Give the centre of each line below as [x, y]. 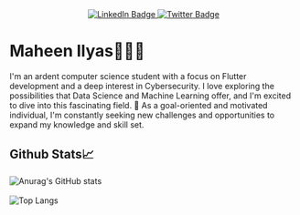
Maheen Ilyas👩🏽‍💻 [77, 51]
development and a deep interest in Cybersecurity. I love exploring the [142, 86]
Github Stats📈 [52, 154]
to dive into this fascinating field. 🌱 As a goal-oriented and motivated [139, 105]
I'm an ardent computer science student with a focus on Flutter [128, 76]
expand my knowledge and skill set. [77, 124]
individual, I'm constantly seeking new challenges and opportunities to [142, 115]
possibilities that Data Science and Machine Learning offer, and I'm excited [150, 96]
